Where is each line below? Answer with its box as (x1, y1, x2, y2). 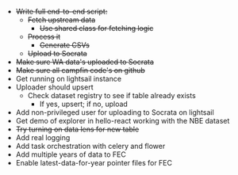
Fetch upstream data (27, 15, 96, 25)
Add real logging (15, 133, 71, 142)
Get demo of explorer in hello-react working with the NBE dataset (15, 116, 230, 125)
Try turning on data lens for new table (15, 124, 140, 134)
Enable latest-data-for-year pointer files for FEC (15, 158, 173, 167)
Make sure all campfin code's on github (15, 66, 145, 74)
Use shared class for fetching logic (39, 24, 154, 32)
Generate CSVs (39, 40, 90, 50)
